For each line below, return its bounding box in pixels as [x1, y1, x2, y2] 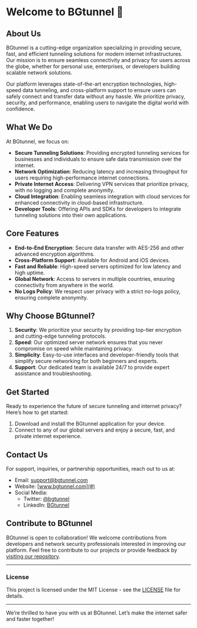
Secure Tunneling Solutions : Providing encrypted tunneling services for [14, 149, 189, 156]
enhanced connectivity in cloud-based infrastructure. [14, 199, 144, 206]
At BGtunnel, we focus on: [6, 138, 69, 145]
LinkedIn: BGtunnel [23, 501, 69, 509]
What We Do [6, 123, 53, 133]
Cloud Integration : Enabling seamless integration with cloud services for [14, 193, 191, 200]
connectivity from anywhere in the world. [14, 281, 114, 288]
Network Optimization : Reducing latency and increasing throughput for [14, 168, 188, 175]
